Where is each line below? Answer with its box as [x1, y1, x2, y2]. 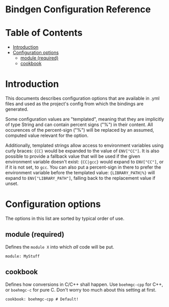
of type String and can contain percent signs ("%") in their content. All [5, 121, 153, 128]
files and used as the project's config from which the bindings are [5, 101, 144, 107]
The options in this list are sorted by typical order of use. [5, 215, 125, 221]
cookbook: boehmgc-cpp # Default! [5, 296, 79, 302]
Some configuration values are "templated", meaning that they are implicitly [5, 116, 164, 122]
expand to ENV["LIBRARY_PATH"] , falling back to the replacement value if [5, 175, 156, 181]
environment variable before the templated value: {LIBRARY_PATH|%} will [5, 170, 155, 176]
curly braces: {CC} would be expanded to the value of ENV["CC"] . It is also [5, 148, 160, 154]
